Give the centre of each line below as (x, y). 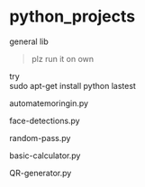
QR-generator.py (41, 173)
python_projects (72, 17)
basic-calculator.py (45, 156)
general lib (29, 41)
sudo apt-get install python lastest (73, 85)
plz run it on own (63, 58)
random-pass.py (40, 138)
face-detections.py (45, 120)
